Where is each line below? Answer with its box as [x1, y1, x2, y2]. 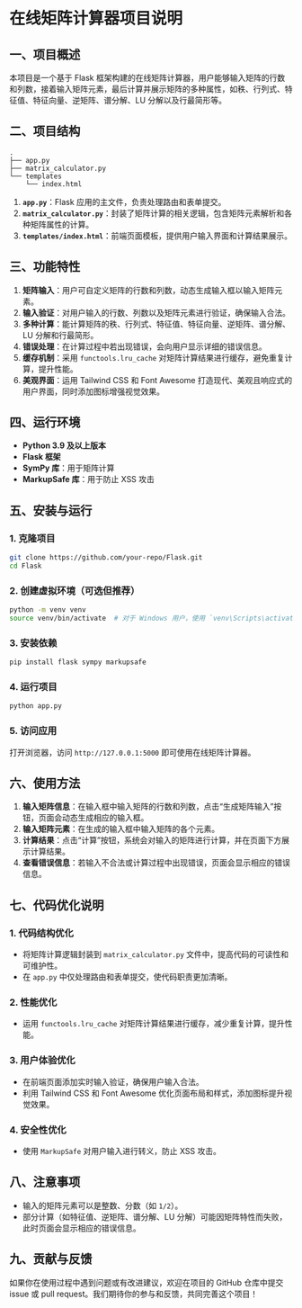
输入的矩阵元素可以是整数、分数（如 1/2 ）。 [22, 1200, 183, 1211]
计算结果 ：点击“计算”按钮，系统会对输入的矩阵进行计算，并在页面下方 [22, 835, 282, 846]
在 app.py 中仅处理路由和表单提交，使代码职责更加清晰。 [22, 972, 233, 982]
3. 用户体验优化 [9, 1054, 76, 1067]
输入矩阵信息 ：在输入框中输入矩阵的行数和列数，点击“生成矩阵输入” [22, 802, 274, 812]
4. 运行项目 [9, 681, 58, 694]
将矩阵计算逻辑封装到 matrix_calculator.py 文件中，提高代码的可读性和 [22, 949, 289, 960]
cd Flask [9, 561, 42, 570]
